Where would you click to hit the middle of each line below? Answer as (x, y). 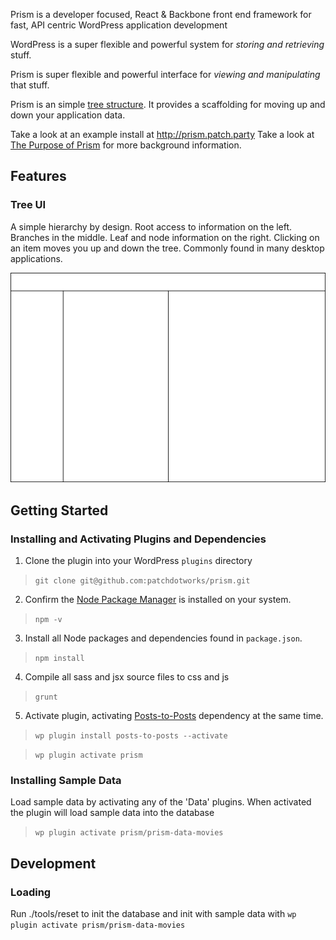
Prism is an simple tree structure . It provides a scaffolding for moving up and (168, 104)
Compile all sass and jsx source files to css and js (127, 677)
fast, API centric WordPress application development (119, 25)
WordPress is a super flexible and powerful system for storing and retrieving (167, 44)
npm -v (48, 620)
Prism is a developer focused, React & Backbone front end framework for (161, 14)
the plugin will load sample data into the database (112, 813)
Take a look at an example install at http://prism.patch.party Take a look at (162, 134)
